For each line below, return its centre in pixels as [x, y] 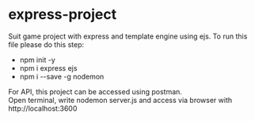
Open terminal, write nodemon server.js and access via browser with [120, 100]
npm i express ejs [48, 68]
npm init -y [37, 60]
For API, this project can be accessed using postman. [95, 91]
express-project [63, 15]
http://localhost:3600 [43, 108]
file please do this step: [46, 44]
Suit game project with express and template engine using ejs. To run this [128, 36]
